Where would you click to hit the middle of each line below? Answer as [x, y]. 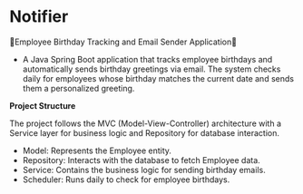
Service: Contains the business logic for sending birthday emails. [144, 170]
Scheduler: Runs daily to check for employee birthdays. [126, 179]
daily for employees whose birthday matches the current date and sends [158, 78]
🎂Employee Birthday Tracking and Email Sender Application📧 [123, 42]
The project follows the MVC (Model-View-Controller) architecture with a [146, 123]
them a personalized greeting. [78, 88]
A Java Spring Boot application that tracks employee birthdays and [147, 59]
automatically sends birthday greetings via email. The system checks [151, 69]
